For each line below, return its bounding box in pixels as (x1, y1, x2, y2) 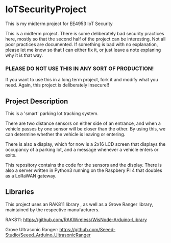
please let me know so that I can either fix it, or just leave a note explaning (5, 47, 161, 53)
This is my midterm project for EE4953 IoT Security (5, 20, 113, 27)
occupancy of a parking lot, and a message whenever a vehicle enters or (5, 147, 159, 153)
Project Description (5, 97, 68, 105)
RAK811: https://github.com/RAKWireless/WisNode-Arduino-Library (5, 216, 147, 223)
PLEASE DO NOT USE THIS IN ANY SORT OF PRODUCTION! (5, 65, 154, 72)
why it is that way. (5, 52, 43, 58)
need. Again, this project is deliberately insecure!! (5, 82, 110, 88)
